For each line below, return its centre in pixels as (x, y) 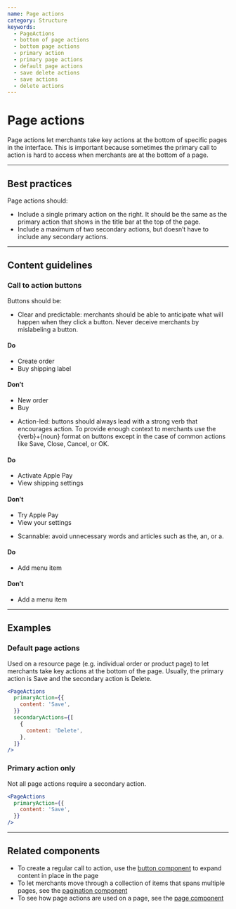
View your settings (44, 522)
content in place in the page (58, 875)
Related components (54, 851)
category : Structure (38, 20)
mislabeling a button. (48, 329)
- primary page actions (48, 60)
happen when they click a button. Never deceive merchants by (108, 322)
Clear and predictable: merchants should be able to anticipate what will (120, 314)
